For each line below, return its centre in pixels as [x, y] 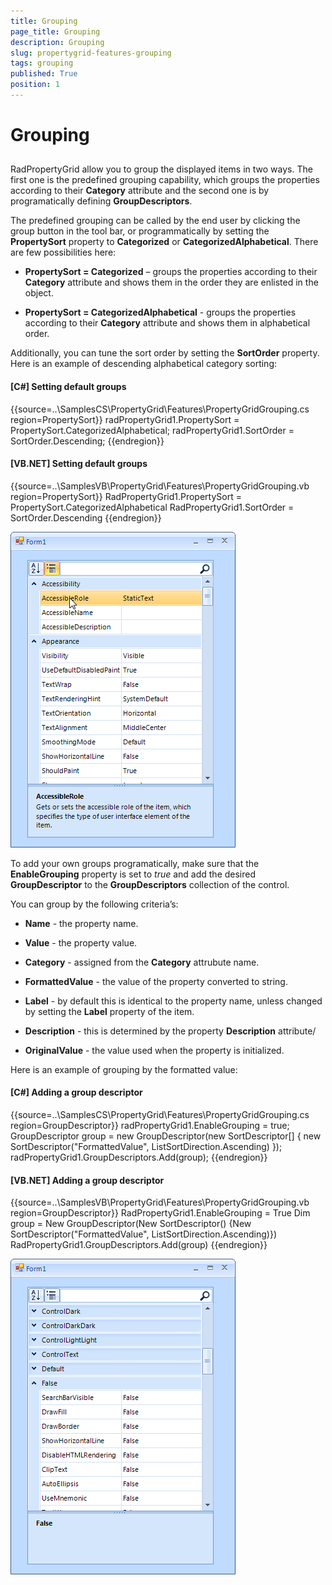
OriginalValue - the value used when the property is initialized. [154, 1050]
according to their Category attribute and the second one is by [140, 191]
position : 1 [35, 85]
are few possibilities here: [63, 252]
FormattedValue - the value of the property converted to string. [156, 981]
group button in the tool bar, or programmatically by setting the [140, 231]
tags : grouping [42, 63]
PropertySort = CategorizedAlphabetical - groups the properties [160, 312]
